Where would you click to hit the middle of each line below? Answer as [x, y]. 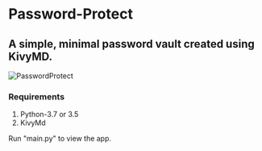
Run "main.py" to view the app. [60, 139]
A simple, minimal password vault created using [132, 44]
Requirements [37, 96]
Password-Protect [71, 14]
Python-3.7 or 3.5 [49, 115]
